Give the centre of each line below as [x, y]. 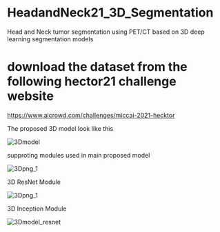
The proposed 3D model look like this [60, 128]
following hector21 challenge [92, 82]
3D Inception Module [37, 209]
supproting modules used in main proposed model [79, 155]
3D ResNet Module [34, 182]
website [30, 96]
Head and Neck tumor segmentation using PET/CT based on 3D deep [106, 32]
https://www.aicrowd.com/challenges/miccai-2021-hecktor [91, 115]
